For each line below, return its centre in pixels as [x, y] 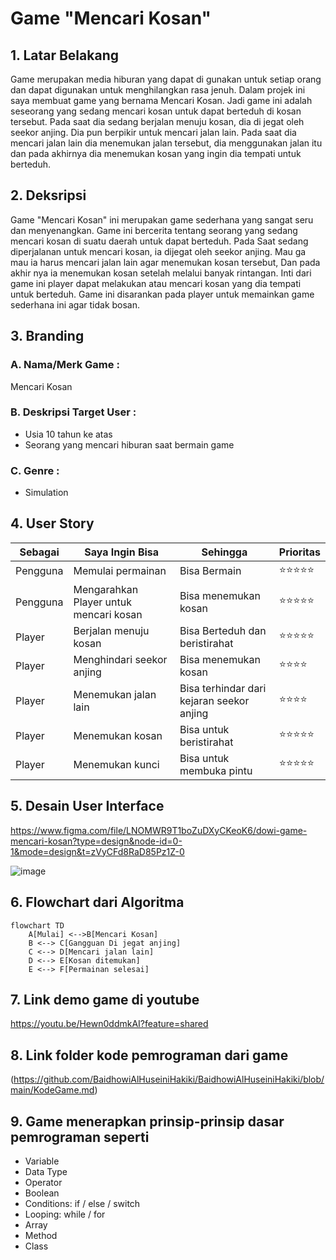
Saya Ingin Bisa [122, 552]
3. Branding [47, 336]
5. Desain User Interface [87, 806]
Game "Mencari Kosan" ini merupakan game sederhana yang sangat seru [162, 219]
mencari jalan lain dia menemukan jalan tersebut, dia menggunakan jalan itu [166, 143]
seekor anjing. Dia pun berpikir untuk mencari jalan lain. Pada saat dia [153, 132]
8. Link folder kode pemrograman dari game [149, 1055]
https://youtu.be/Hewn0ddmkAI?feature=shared [109, 1024]
